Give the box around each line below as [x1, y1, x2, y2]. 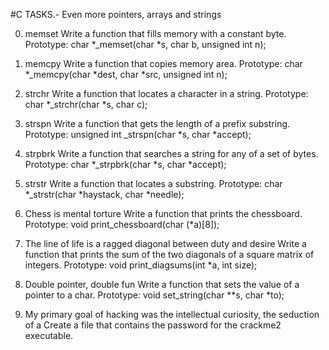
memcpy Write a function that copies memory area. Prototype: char [24, 58, 303, 69]
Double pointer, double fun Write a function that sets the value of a [24, 279, 300, 290]
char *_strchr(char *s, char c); [24, 99, 148, 110]
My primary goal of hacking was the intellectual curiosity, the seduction [24, 309, 320, 320]
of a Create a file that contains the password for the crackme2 [24, 319, 282, 331]
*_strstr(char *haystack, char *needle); [24, 189, 185, 200]
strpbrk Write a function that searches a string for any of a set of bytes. [24, 148, 319, 159]
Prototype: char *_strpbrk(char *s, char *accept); [24, 159, 227, 170]
